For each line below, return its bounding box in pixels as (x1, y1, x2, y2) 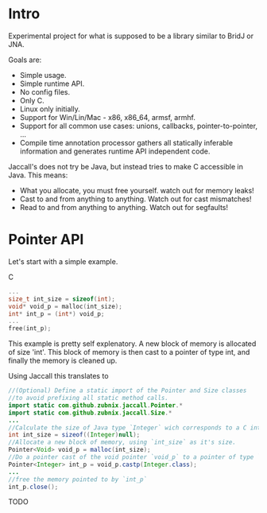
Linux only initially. (19, 104, 81, 114)
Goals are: (8, 55, 42, 64)
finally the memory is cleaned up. (8, 356, 118, 366)
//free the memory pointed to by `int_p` (8, 475, 148, 484)
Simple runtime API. (19, 79, 85, 88)
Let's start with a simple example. (8, 256, 118, 266)
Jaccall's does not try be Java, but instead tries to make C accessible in (8, 161, 244, 171)
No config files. (19, 87, 70, 96)
